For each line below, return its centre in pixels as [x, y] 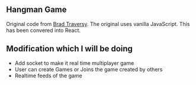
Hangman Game [36, 10]
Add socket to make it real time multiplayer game [74, 63]
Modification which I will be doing [70, 49]
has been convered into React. [44, 30]
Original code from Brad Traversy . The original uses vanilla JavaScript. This [98, 24]
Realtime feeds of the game [49, 76]
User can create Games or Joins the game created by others [89, 69]
